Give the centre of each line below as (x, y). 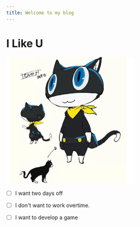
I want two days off (39, 193)
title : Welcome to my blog (40, 13)
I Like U (25, 43)
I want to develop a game (46, 217)
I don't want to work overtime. (52, 205)
